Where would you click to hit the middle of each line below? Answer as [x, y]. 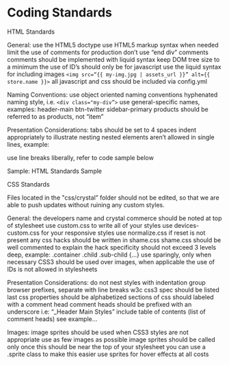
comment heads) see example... [52, 319]
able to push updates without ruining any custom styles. [86, 204]
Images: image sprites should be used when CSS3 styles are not [98, 332]
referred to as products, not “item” [55, 116]
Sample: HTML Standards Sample [55, 171]
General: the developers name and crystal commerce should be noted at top [114, 218]
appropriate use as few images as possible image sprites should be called [111, 339]
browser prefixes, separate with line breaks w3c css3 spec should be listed [113, 290]
